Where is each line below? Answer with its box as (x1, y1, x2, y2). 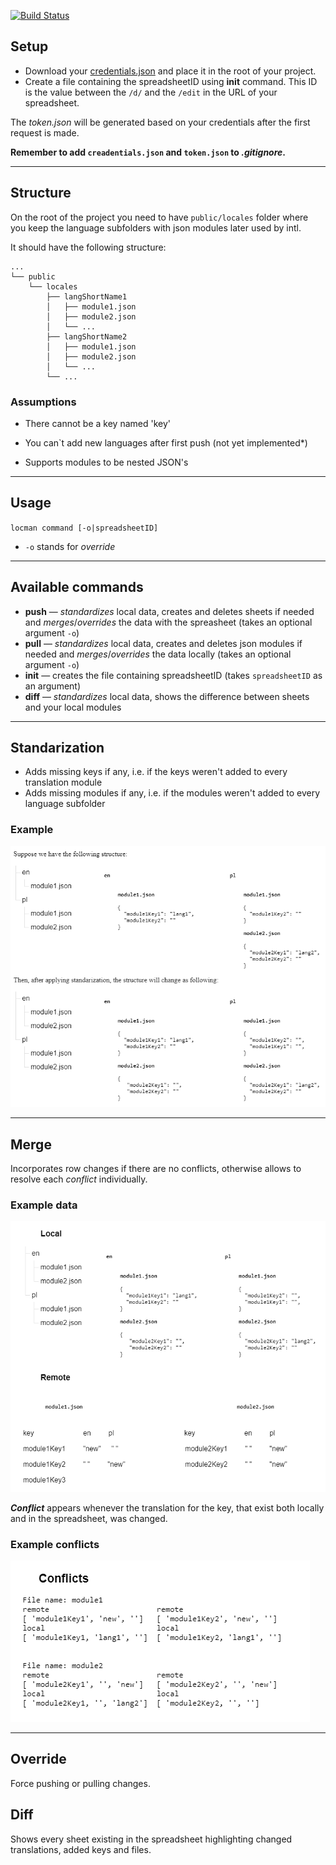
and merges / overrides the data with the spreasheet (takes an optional (24, 616, 313, 628)
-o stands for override (24, 540, 116, 552)
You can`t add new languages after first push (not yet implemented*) (24, 436, 308, 449)
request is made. (10, 126, 80, 139)
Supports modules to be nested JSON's (24, 456, 189, 468)
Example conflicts (10, 1537, 100, 1551)
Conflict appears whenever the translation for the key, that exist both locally (10, 1501, 325, 1514)
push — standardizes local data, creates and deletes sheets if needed (24, 605, 315, 617)
